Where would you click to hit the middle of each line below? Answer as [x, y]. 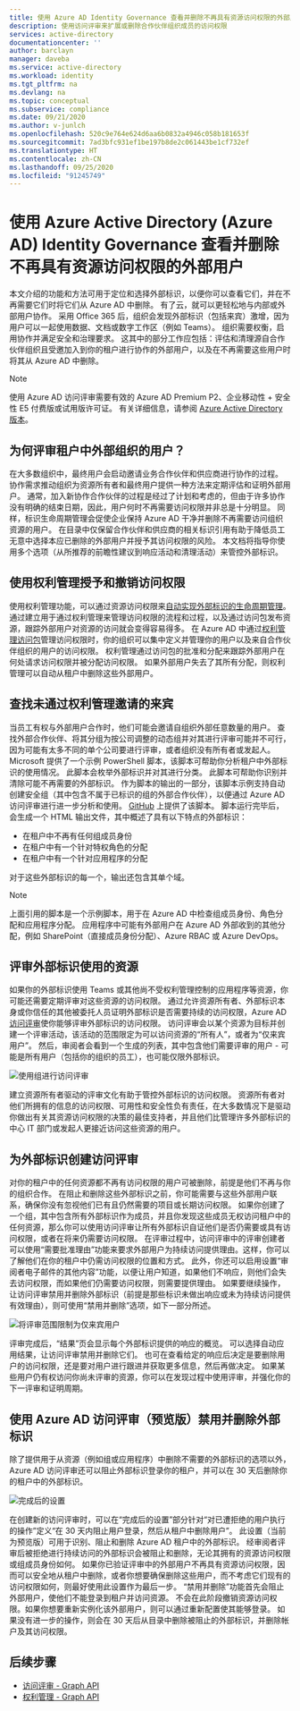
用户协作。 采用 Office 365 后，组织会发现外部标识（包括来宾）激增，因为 [153, 316]
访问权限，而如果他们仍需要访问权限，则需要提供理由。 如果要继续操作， [151, 1283]
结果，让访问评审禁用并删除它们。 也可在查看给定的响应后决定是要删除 [147, 1355]
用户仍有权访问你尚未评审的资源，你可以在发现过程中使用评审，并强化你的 [154, 1377]
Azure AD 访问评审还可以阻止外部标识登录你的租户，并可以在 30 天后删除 [144, 1470]
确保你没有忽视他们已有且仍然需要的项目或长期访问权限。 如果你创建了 [155, 1205]
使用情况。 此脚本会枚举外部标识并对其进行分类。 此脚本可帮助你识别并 [156, 772]
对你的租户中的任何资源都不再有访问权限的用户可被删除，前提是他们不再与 [146, 1182]
